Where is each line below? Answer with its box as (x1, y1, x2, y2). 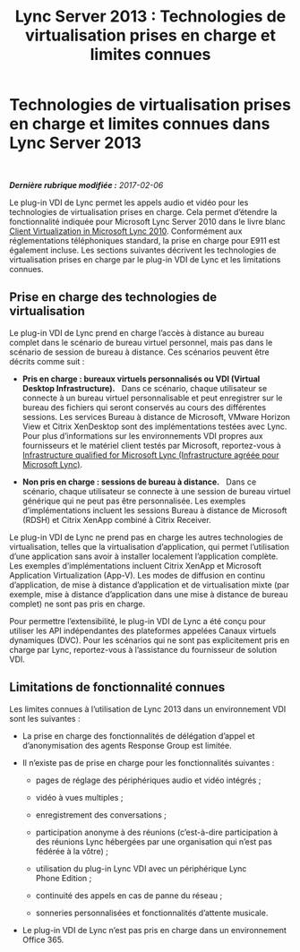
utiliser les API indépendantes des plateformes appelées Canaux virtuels (9, 625, 277, 636)
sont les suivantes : (9, 713, 81, 724)
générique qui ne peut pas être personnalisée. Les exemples (21, 495, 246, 506)
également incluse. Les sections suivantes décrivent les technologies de (9, 244, 277, 255)
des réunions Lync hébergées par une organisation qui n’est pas (35, 836, 273, 847)
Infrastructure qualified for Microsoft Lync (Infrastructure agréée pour (21, 450, 279, 460)
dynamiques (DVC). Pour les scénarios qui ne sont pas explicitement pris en (9, 634, 289, 646)
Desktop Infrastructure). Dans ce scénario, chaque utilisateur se (21, 382, 268, 393)
